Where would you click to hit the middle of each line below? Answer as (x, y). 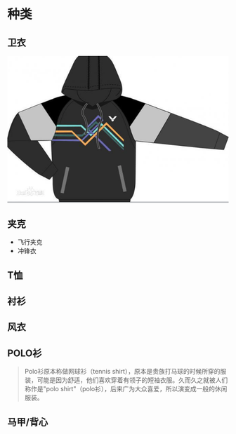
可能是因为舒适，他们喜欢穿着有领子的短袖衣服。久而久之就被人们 (132, 380)
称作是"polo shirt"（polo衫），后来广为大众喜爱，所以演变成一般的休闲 (126, 389)
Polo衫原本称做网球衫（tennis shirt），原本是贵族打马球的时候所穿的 (122, 372)
